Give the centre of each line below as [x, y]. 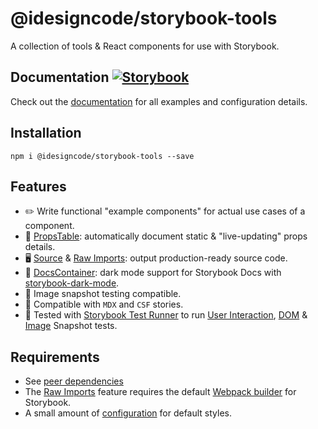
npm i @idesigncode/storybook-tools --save [102, 156]
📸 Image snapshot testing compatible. [103, 294]
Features [38, 186]
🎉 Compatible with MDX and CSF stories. [104, 304]
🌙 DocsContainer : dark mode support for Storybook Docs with [153, 273]
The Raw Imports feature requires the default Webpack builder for [160, 392]
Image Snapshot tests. [71, 326]
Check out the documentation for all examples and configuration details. [159, 101]
